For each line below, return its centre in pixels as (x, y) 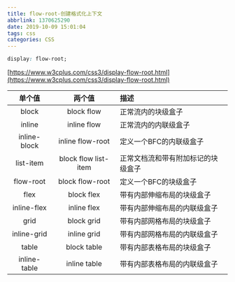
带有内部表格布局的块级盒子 (165, 247)
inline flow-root (84, 141)
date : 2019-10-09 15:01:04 (47, 27)
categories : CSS (31, 40)
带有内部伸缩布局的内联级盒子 (169, 208)
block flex (84, 195)
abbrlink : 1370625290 (39, 20)
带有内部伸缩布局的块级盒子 (165, 195)
